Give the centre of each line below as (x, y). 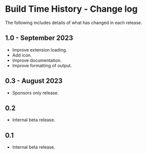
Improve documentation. (37, 60)
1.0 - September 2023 (39, 38)
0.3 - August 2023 (34, 81)
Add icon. (22, 55)
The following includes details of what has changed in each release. (73, 23)
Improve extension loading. (39, 50)
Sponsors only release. (35, 93)
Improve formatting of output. (42, 65)
